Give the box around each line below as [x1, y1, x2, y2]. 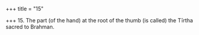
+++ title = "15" [5, 5, 44, 12]
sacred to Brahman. [5, 24, 55, 30]
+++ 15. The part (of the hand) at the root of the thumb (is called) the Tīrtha [5, 17, 194, 24]
